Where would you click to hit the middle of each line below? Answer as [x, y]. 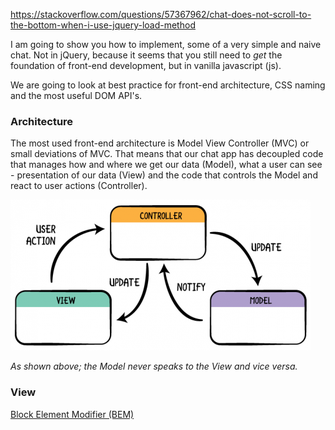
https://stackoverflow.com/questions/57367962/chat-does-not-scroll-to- [161, 14]
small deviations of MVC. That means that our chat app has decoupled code [167, 154]
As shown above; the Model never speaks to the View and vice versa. [154, 366]
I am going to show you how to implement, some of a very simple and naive [166, 44]
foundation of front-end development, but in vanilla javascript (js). [146, 65]
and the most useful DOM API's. [76, 95]
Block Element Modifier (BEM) [72, 414]
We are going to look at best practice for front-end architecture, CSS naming [168, 85]
